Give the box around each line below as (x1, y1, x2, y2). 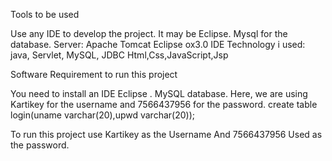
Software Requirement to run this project (10, 69, 178, 80)
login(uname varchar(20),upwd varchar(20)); (10, 109, 195, 121)
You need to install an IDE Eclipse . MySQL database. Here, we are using (10, 88, 308, 99)
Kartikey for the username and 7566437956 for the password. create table (10, 99, 318, 110)
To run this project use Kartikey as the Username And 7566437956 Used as (10, 129, 323, 140)
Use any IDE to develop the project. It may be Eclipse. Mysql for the (10, 28, 288, 39)
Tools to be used (10, 9, 80, 20)
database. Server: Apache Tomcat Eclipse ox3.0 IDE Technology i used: (10, 39, 306, 50)
